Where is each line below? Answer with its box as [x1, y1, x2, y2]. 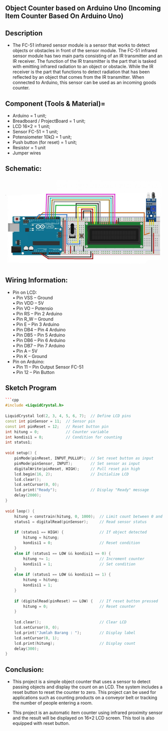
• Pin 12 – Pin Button [12, 369, 55, 375]
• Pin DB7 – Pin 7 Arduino [12, 342, 65, 348]
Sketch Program [5, 384, 57, 393]
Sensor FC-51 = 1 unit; [12, 129, 59, 135]
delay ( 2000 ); [14, 493, 42, 498]
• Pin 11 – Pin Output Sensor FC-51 [12, 363, 84, 370]
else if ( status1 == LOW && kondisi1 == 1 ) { [14, 572, 111, 577]
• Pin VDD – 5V [12, 300, 44, 306]
